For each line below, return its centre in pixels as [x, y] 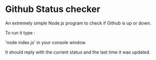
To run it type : [20, 32]
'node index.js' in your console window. [46, 42]
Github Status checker [53, 9]
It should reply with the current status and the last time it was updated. [78, 52]
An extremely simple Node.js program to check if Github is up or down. [78, 23]
